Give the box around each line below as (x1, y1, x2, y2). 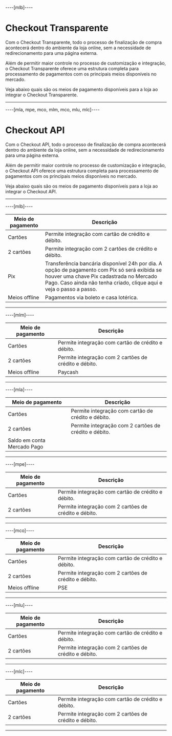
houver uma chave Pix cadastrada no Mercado (45, 273, 158, 280)
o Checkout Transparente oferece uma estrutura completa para (5, 65, 139, 71)
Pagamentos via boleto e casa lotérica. (45, 294, 138, 301)
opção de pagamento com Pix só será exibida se (45, 266, 162, 273)
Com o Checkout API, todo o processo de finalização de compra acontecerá (5, 141, 166, 148)
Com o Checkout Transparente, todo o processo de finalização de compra (5, 39, 162, 45)
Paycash (58, 369, 78, 376)
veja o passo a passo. (45, 285, 97, 293)
